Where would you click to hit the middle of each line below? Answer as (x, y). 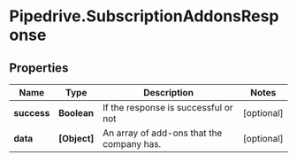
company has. (132, 144)
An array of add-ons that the (163, 133)
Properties (39, 68)
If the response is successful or (168, 108)
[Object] (76, 139)
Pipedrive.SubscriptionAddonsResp (144, 16)
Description (168, 93)
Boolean (76, 113)
